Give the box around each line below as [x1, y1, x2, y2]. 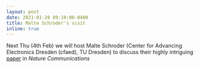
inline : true [6, 25, 40, 32]
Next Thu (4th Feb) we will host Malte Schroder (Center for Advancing [6, 42, 183, 49]
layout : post [6, 8, 40, 15]
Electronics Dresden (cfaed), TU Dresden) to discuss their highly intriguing [6, 49, 194, 56]
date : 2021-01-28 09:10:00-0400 [6, 14, 88, 20]
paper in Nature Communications [6, 55, 90, 62]
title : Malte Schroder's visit [6, 20, 86, 26]
